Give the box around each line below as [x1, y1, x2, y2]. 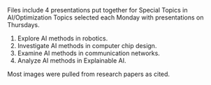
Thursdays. [7, 21, 40, 29]
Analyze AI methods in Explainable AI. [17, 56, 126, 65]
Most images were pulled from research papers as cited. [7, 70, 170, 78]
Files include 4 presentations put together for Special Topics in [7, 6, 188, 14]
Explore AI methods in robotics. [17, 34, 108, 42]
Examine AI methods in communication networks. [17, 49, 161, 57]
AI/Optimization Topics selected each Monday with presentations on [7, 13, 204, 22]
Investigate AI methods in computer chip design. [17, 42, 157, 49]
